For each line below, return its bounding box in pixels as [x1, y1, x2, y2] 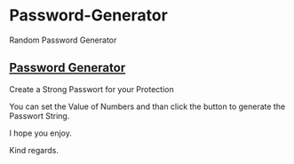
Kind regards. [9, 144, 60, 155]
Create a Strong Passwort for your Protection [9, 83, 175, 94]
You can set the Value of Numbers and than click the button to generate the [9, 101, 286, 112]
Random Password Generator [9, 35, 117, 45]
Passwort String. [9, 110, 70, 121]
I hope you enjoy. [9, 128, 73, 138]
